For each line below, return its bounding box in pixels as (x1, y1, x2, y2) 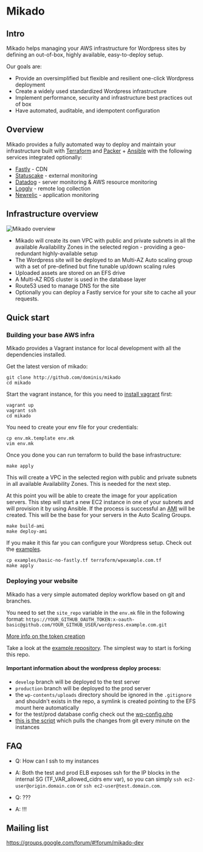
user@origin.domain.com (15, 783, 76, 789)
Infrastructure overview (6, 209, 98, 220)
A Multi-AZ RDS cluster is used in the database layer (15, 275, 146, 283)
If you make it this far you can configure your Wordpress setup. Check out (6, 539, 192, 547)
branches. (6, 597, 32, 604)
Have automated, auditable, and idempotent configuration (15, 107, 160, 114)
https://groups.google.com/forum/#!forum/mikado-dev (6, 839, 144, 847)
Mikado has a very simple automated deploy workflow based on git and (6, 591, 185, 598)
